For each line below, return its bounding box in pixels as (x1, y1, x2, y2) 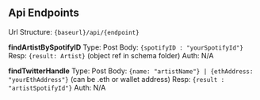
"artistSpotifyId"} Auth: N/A (8, 83, 106, 92)
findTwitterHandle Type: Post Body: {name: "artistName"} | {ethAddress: (8, 66, 254, 76)
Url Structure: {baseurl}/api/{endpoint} (8, 27, 140, 36)
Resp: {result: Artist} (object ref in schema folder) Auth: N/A (8, 50, 214, 60)
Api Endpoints (8, 6, 79, 20)
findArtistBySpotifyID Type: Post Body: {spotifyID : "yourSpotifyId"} (8, 43, 244, 52)
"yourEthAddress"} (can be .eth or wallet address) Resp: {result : (8, 74, 225, 83)
